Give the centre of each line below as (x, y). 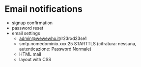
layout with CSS (35, 59)
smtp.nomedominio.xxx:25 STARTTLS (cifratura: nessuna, (78, 43)
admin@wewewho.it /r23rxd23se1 (53, 38)
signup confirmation (32, 23)
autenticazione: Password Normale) (55, 49)
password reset (28, 28)
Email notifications (44, 9)
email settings (26, 33)
